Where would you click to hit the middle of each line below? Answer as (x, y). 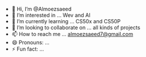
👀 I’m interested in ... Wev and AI (51, 15)
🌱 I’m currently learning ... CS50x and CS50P (66, 21)
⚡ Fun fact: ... (28, 49)
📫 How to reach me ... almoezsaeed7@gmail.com (72, 34)
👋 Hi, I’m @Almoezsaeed (42, 9)
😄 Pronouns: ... (31, 42)
